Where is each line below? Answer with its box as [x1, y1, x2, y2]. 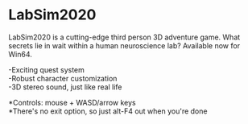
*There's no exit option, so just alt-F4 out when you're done [8, 106, 208, 116]
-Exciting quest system [8, 64, 85, 74]
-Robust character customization [8, 73, 118, 83]
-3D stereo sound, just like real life [8, 82, 122, 92]
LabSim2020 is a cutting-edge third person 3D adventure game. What [8, 32, 241, 42]
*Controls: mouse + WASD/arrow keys [8, 97, 136, 107]
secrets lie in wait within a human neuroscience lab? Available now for [8, 40, 240, 50]
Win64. [8, 49, 32, 59]
